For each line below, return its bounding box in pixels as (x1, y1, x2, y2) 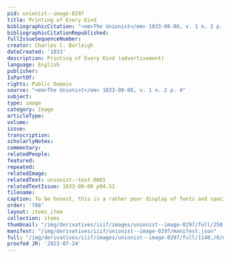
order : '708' (7, 202, 45, 209)
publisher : (7, 67, 38, 74)
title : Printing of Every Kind (7, 17, 97, 23)
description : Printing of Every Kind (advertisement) (7, 55, 165, 62)
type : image (7, 100, 41, 107)
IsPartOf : (7, 74, 36, 81)
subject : (7, 94, 32, 100)
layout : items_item (7, 208, 63, 215)
